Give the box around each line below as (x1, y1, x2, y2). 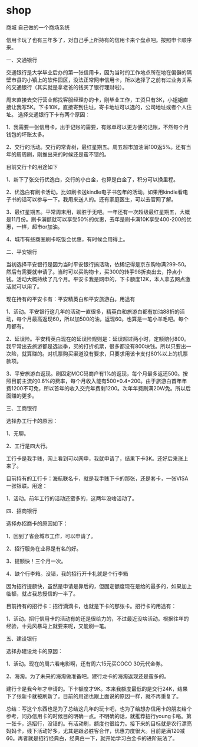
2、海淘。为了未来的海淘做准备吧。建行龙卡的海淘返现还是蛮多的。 (6, 673, 170, 680)
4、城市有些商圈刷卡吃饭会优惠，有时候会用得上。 (6, 236, 128, 243)
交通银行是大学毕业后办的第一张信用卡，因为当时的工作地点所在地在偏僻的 (6, 68, 187, 76)
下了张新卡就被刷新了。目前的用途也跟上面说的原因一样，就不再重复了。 (6, 692, 181, 700)
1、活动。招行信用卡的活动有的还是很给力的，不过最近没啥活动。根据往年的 (6, 615, 189, 622)
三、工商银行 (6, 405, 37, 412)
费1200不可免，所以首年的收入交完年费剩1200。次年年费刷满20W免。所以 (6, 384, 186, 392)
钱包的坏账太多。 (6, 131, 48, 138)
